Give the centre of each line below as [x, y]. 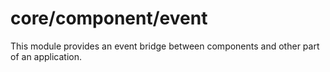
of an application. [46, 56]
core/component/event [109, 18]
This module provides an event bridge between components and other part [165, 46]
